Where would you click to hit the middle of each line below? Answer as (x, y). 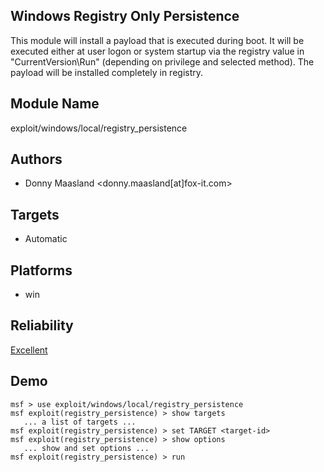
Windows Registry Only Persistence (125, 16)
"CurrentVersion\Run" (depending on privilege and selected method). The (162, 61)
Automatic (46, 239)
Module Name (55, 104)
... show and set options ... (86, 448)
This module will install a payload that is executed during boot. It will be (157, 40)
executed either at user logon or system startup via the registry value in (157, 51)
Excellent (29, 350)
